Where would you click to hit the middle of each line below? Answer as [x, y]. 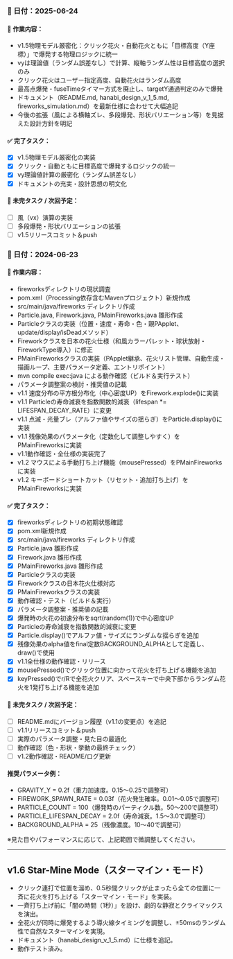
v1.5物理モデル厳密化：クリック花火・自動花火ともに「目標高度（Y [113, 46]
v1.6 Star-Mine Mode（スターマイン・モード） [108, 870]
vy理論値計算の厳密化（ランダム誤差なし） [78, 175]
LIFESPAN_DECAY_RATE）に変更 [64, 411]
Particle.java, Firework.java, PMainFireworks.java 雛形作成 [100, 315]
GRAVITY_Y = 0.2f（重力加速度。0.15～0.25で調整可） [95, 790]
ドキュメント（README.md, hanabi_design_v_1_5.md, [93, 98]
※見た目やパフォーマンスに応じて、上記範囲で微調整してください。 [103, 840]
